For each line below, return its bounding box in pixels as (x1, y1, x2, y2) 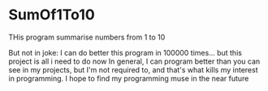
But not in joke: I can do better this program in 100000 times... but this (8, 48, 242, 57)
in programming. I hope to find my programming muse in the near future (8, 73, 249, 83)
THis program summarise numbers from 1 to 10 (8, 32, 166, 42)
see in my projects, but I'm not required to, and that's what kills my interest (8, 64, 258, 74)
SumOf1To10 (8, 6, 95, 24)
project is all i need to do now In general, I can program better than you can (8, 56, 261, 66)
